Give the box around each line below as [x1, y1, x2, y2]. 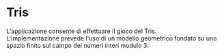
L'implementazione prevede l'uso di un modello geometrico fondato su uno [6, 34, 217, 42]
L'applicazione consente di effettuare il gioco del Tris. [6, 27, 157, 35]
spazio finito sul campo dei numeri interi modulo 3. [6, 41, 149, 49]
